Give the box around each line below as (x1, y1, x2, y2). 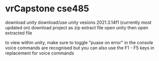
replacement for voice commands (5, 50, 75, 56)
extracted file (5, 30, 32, 36)
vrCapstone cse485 (5, 3, 89, 14)
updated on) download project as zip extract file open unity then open (5, 24, 149, 30)
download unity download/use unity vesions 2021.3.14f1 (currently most (5, 19, 152, 25)
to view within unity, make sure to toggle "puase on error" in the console (5, 39, 154, 45)
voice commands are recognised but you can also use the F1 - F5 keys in (5, 45, 155, 51)
